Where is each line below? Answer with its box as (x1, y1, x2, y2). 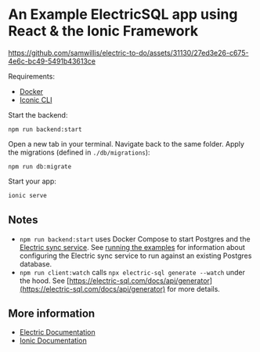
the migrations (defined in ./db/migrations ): (8, 147, 150, 157)
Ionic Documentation (19, 336, 88, 346)
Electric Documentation (19, 328, 96, 337)
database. (19, 259, 52, 268)
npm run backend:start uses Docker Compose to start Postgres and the (19, 234, 251, 244)
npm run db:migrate (8, 162, 72, 170)
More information (8, 307, 96, 321)
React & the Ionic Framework (8, 22, 198, 40)
